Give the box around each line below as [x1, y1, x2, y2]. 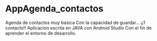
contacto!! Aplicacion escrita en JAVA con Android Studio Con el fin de [5, 24, 152, 30]
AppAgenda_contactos [5, 3, 104, 14]
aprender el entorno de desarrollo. [5, 30, 76, 36]
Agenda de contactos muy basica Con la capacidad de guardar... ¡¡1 [5, 19, 145, 25]
